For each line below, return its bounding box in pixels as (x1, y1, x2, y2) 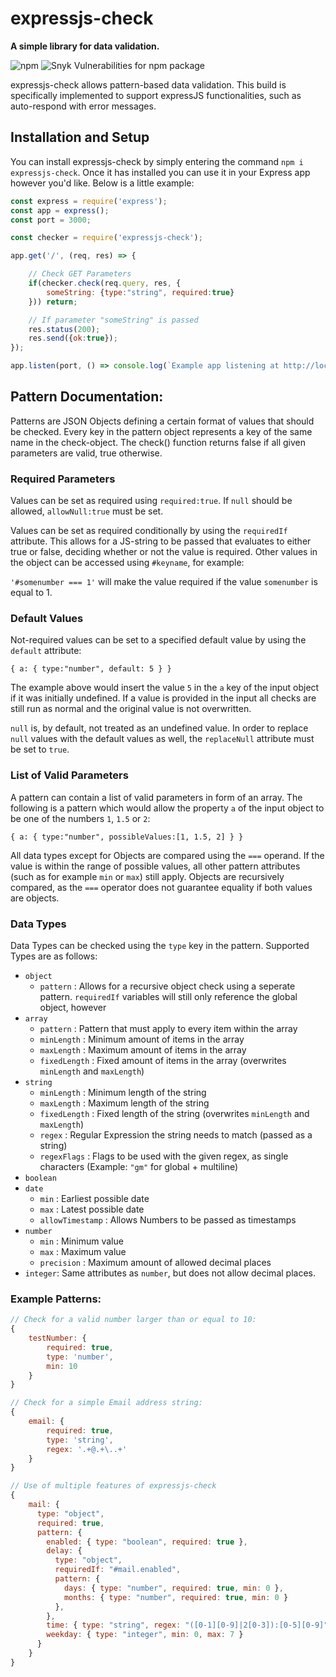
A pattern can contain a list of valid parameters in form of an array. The (10, 791, 303, 803)
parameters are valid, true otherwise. (10, 447, 163, 459)
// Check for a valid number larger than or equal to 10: (10, 1315, 257, 1325)
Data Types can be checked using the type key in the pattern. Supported (10, 940, 310, 951)
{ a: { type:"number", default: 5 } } (10, 664, 172, 674)
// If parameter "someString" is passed (28, 315, 199, 325)
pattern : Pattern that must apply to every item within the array (39, 1023, 298, 1034)
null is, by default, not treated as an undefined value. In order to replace (10, 722, 309, 734)
